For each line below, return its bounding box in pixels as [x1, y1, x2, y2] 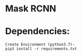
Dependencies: [5, 26, 70, 37]
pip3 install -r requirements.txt [5, 47, 77, 52]
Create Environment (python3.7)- [5, 42, 75, 47]
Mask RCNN [5, 3, 56, 14]
